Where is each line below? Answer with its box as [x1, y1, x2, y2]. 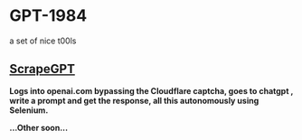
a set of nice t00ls [9, 35, 77, 46]
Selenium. [9, 105, 49, 116]
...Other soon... [9, 122, 69, 133]
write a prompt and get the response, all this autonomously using [9, 95, 260, 106]
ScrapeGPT [9, 61, 75, 77]
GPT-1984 [9, 5, 88, 26]
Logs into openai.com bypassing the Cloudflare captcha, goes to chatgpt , [9, 85, 294, 96]
